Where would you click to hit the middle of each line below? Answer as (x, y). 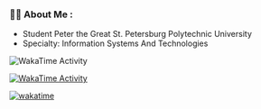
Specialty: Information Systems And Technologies (115, 43)
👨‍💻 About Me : (42, 14)
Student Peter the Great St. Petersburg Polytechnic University (137, 34)
